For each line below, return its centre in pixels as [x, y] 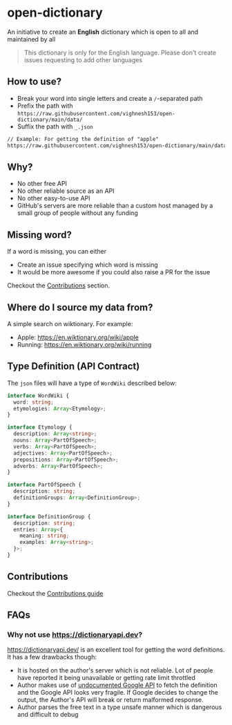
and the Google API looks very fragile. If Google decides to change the [118, 693]
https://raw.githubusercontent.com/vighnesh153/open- [96, 113]
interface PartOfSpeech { [44, 485]
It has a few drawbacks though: [52, 657]
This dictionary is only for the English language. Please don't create [120, 53]
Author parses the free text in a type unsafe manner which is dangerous [119, 707]
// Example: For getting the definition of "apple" [83, 139]
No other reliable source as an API [66, 191]
